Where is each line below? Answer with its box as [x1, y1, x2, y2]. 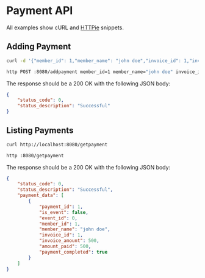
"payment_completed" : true [38, 249, 108, 255]
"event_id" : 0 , [38, 215, 78, 221]
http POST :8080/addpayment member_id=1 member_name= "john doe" [6, 68, 173, 75]
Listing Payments [6, 126, 74, 136]
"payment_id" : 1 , [38, 204, 84, 210]
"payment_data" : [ [17, 193, 64, 199]
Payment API [6, 4, 73, 18]
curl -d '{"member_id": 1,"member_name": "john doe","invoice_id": [6, 57, 182, 64]
